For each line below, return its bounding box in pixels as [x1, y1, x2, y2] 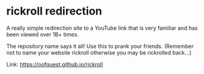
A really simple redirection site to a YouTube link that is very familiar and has [6, 24, 198, 32]
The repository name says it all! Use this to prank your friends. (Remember [6, 42, 194, 50]
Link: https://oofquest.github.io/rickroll [6, 61, 103, 68]
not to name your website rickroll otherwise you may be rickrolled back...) [6, 49, 192, 56]
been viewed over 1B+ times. [6, 30, 79, 38]
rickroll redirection [6, 4, 103, 18]
